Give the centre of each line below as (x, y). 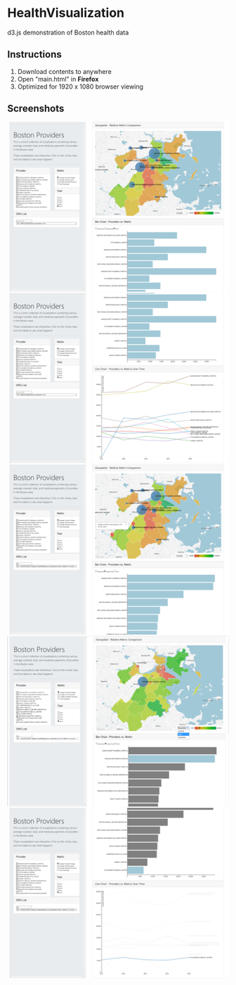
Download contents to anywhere (65, 71)
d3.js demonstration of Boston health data (68, 32)
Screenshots (36, 109)
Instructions (34, 55)
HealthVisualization (66, 13)
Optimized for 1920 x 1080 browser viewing (80, 87)
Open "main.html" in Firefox (58, 79)
